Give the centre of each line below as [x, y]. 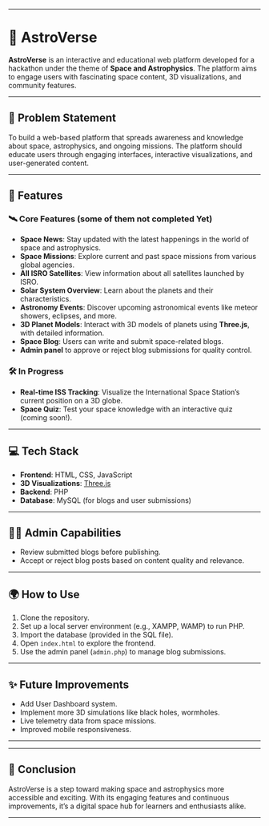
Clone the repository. [54, 617]
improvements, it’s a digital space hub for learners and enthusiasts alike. [127, 806]
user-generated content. [49, 163]
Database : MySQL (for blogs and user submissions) [106, 500]
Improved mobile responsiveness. [76, 729]
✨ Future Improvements [69, 684]
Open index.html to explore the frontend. [88, 643]
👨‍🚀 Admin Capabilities [65, 533]
